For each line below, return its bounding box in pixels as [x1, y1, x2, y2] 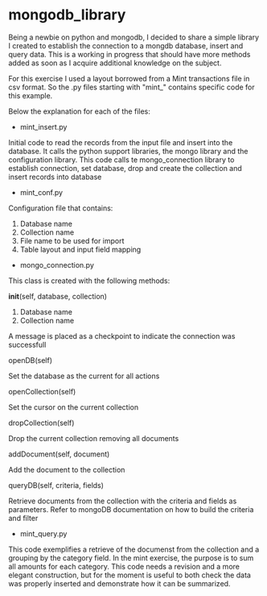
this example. [8, 90, 53, 100]
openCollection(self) [8, 386, 76, 396]
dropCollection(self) [8, 418, 75, 427]
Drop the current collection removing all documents [8, 433, 179, 443]
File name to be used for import [19, 235, 125, 245]
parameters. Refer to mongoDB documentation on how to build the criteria [8, 504, 254, 514]
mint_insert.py [19, 122, 68, 131]
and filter [8, 513, 39, 523]
